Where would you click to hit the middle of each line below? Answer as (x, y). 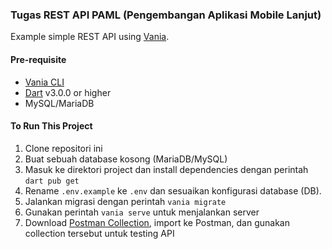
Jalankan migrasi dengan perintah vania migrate (125, 201)
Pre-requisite (38, 59)
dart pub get (52, 181)
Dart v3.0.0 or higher (68, 92)
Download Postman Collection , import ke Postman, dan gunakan (157, 222)
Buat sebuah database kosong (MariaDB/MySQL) (126, 159)
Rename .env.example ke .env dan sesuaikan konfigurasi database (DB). (173, 190)
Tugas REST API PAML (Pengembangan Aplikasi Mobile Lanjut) (166, 15)
